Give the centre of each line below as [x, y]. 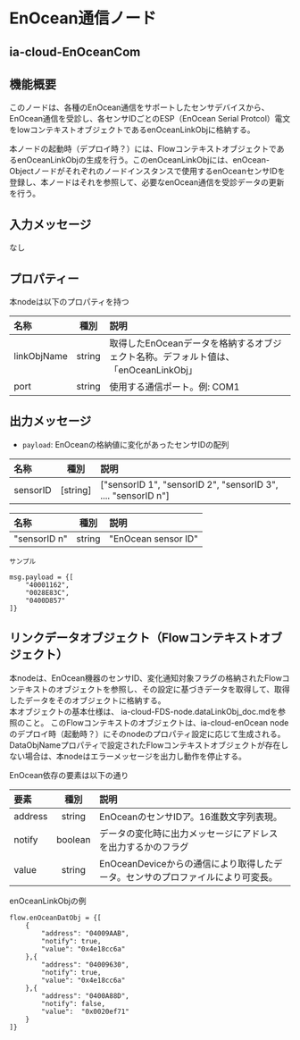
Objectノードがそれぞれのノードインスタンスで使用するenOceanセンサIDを [147, 172]
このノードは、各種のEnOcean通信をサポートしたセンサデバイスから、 [139, 107]
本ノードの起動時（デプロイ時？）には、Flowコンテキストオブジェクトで [143, 149]
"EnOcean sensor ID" [154, 539]
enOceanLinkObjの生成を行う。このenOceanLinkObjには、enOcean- [143, 160]
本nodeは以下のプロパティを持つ [69, 302]
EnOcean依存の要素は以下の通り [69, 775]
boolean [74, 839]
